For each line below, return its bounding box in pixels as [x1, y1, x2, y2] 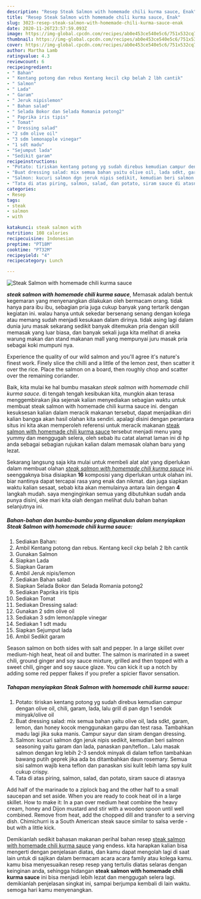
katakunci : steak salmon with [7, 225, 82, 231]
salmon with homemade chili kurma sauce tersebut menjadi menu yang [7, 428, 182, 435]
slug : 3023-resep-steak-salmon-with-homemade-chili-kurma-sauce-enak [7, 20, 184, 26]
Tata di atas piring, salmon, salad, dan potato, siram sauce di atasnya [15, 774, 185, 782]
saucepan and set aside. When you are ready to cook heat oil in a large [7, 792, 181, 799]
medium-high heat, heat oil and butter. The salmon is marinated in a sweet [7, 651, 190, 658]
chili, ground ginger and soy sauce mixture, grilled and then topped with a [7, 657, 188, 665]
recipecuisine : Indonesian [7, 235, 74, 241]
